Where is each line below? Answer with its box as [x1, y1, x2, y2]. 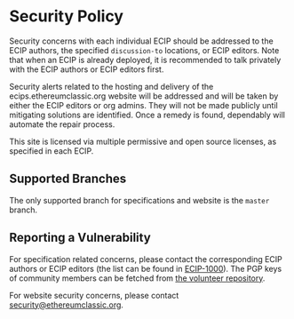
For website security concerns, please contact [9, 290, 179, 300]
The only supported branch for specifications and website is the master [9, 195, 270, 205]
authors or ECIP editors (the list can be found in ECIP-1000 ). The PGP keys [9, 263, 282, 274]
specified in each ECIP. [9, 145, 94, 156]
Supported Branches [9, 171, 127, 187]
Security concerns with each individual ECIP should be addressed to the [9, 36, 274, 46]
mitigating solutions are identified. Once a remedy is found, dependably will [9, 109, 286, 120]
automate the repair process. [9, 118, 115, 130]
